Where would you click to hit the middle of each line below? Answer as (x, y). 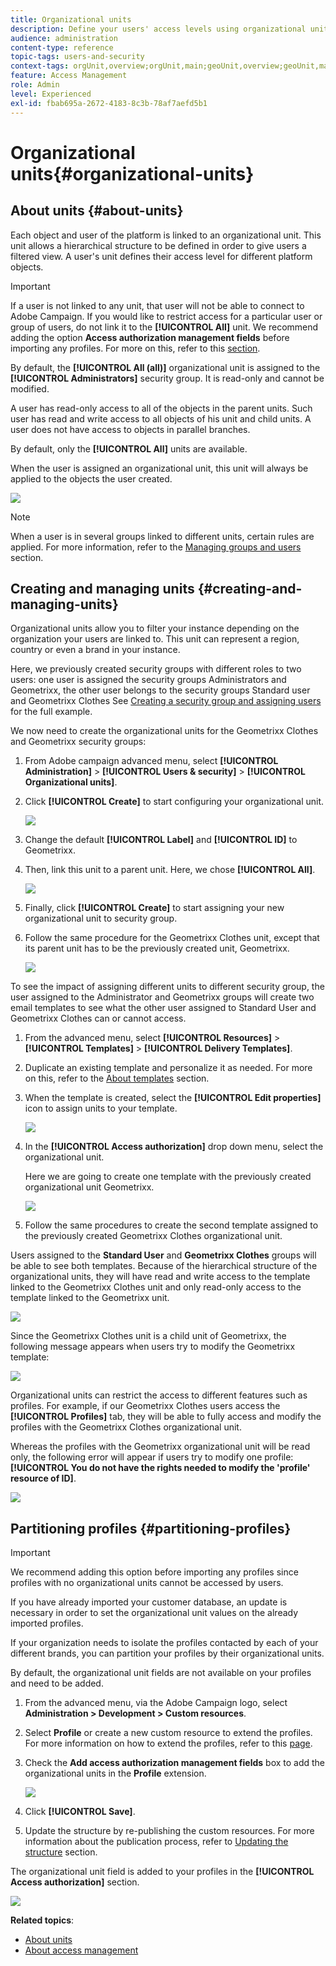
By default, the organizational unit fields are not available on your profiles (161, 1673)
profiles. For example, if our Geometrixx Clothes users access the (145, 1406)
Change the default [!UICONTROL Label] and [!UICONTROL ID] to (161, 840)
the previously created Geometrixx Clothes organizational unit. (153, 1236)
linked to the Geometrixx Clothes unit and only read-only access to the (156, 1287)
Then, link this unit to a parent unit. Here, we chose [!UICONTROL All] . (170, 870)
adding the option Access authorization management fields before (150, 337)
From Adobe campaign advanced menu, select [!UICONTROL (151, 761)
